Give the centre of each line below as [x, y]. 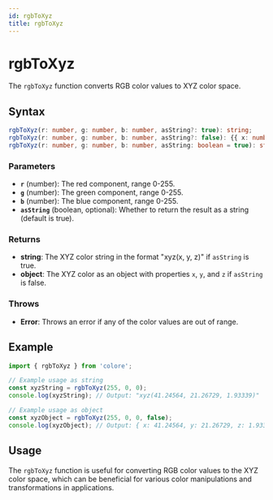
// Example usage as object [56, 411]
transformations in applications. [61, 487]
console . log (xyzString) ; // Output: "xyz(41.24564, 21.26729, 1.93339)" [134, 396]
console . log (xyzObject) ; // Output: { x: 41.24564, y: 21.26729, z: [127, 425]
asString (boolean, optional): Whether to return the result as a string [134, 210]
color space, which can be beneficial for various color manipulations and [130, 479]
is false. [33, 283]
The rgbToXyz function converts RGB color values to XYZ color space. [125, 86]
